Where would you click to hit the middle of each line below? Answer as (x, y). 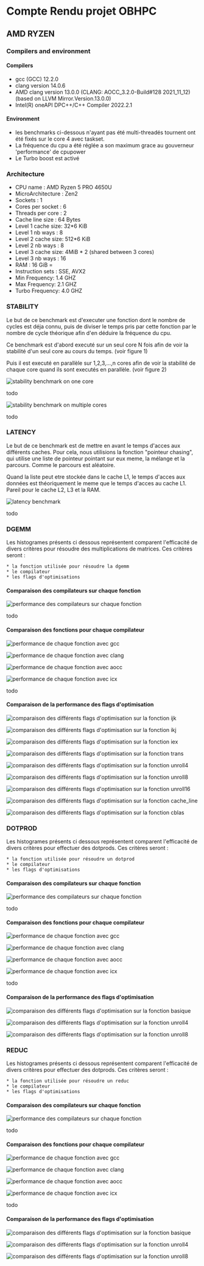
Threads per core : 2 (41, 213)
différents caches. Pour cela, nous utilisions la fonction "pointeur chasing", (100, 452)
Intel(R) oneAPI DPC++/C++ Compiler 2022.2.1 (74, 105)
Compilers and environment (48, 51)
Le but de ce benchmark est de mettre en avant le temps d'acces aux (93, 445)
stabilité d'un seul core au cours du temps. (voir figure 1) (77, 351)
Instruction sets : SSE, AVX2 (51, 272)
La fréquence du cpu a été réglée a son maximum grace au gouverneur (104, 145)
